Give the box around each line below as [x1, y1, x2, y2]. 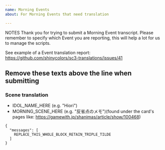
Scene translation [5, 91, 48, 98]
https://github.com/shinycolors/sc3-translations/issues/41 [5, 55, 123, 60]
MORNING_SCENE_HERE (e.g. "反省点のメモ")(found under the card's [12, 109, 154, 115]
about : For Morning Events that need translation [5, 12, 109, 17]
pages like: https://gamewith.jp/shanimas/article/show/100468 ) [12, 114, 141, 120]
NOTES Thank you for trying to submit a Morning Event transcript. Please [5, 30, 154, 35]
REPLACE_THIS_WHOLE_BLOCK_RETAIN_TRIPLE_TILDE [14, 132, 111, 137]
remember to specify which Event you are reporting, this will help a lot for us [5, 35, 160, 41]
